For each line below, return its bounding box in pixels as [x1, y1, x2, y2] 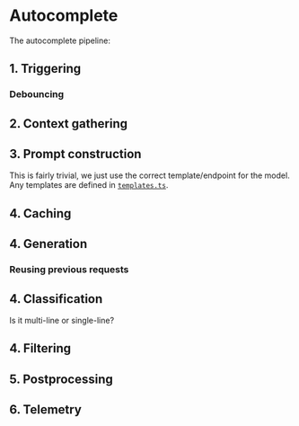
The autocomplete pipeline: [9, 35, 110, 46]
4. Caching [9, 206, 72, 221]
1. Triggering [9, 61, 82, 76]
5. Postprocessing [9, 371, 114, 386]
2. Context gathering [9, 116, 128, 131]
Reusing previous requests [9, 263, 129, 276]
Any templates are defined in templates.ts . [9, 180, 169, 191]
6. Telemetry [9, 402, 83, 418]
